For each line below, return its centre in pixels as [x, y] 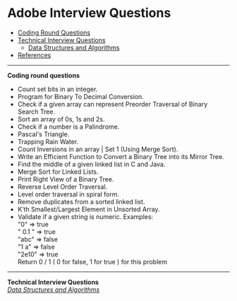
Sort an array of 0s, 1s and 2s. [61, 119]
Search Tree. [36, 112]
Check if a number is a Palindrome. [68, 126]
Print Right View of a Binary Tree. [66, 179]
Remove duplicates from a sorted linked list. [81, 201]
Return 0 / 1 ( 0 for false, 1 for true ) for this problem [92, 261]
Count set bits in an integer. [57, 89]
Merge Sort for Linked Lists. [58, 172]
